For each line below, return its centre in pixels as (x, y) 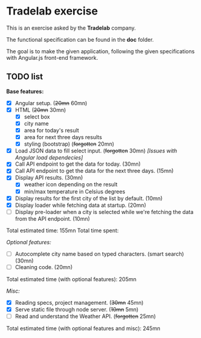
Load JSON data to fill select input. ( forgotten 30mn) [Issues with (96, 151)
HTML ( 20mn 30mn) (40, 109)
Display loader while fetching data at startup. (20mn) (81, 205)
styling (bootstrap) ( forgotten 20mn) (69, 144)
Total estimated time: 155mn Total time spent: (62, 230)
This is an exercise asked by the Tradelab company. (71, 28)
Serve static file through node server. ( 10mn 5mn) (77, 309)
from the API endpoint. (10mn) (53, 218)
